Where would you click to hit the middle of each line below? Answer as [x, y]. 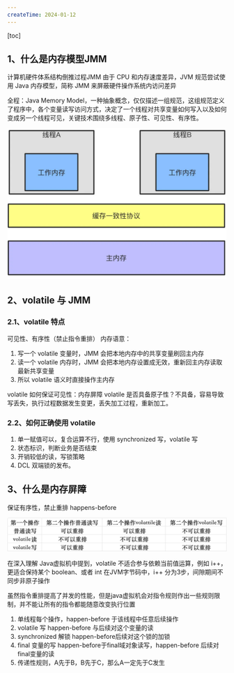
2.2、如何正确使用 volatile [52, 423]
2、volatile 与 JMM [49, 301]
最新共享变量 [36, 371]
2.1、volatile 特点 [36, 322]
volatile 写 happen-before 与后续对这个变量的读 [85, 628]
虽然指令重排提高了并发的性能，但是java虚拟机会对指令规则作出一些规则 [111, 595]
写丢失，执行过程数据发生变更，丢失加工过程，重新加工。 [89, 403]
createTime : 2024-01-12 [42, 15]
